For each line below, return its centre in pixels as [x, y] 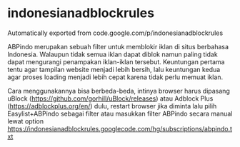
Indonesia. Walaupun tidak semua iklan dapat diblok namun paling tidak [112, 54]
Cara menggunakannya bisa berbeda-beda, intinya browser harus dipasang [119, 91]
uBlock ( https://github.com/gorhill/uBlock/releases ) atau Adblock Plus [110, 98]
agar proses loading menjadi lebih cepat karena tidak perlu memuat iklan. [115, 77]
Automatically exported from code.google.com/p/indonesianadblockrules [115, 33]
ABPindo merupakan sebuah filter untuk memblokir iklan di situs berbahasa [118, 46]
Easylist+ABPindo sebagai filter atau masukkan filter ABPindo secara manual [120, 113]
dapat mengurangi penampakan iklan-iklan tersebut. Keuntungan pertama [116, 61]
